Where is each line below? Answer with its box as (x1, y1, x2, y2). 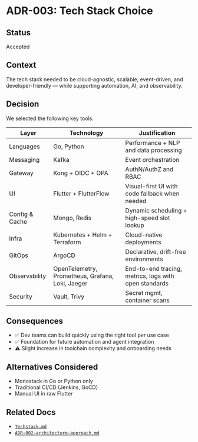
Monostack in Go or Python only (14, 378, 93, 385)
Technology (69, 128, 104, 137)
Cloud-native (125, 231, 163, 239)
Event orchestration (125, 155, 180, 164)
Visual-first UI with (125, 182, 178, 190)
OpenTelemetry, (52, 264, 98, 272)
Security (9, 293, 32, 301)
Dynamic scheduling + (125, 206, 187, 214)
